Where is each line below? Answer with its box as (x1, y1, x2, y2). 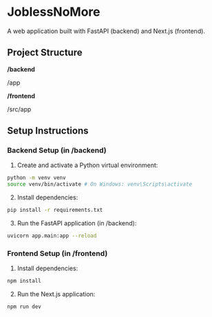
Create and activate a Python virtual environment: (17, 161, 158, 169)
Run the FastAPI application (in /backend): (17, 219, 137, 228)
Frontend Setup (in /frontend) (7, 248, 108, 258)
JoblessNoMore (7, 4, 100, 20)
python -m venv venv (7, 175, 67, 182)
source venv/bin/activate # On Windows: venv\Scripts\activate (7, 181, 193, 188)
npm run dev (7, 303, 41, 310)
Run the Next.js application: (17, 290, 96, 298)
